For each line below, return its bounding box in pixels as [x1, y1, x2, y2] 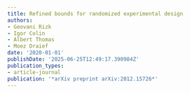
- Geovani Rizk [7, 23, 52, 30]
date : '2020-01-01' [7, 50, 65, 57]
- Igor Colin [7, 29, 46, 37]
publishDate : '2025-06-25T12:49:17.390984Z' [7, 56, 140, 63]
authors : [7, 17, 33, 24]
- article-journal [7, 69, 61, 76]
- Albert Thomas [7, 36, 55, 43]
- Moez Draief [7, 43, 49, 50]
